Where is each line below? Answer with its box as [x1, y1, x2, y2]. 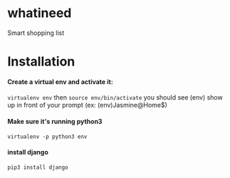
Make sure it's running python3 [7, 117, 103, 125]
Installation [7, 53, 75, 70]
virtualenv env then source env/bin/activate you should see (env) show [7, 93, 223, 102]
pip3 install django [7, 164, 69, 171]
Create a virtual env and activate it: [7, 77, 114, 86]
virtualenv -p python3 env [7, 133, 88, 140]
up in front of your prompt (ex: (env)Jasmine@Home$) [7, 101, 167, 110]
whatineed [7, 5, 72, 21]
